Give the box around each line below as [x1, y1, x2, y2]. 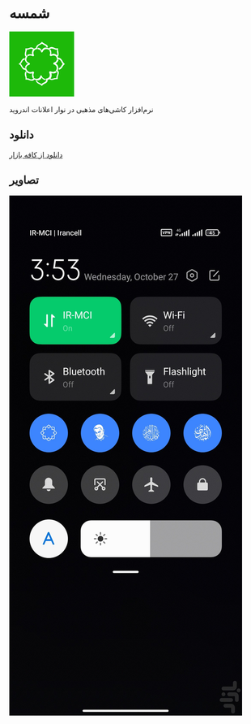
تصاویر [9, 173, 40, 187]
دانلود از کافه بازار [9, 150, 63, 159]
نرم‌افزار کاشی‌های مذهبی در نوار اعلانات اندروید [9, 104, 154, 114]
